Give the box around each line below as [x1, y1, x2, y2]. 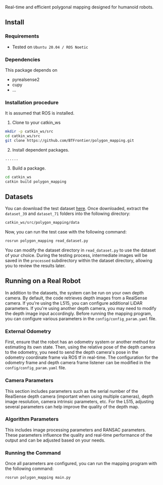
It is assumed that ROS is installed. [5, 110, 75, 116]
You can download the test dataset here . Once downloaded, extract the [5, 206, 149, 212]
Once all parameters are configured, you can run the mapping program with [5, 461, 158, 466]
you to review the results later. [5, 263, 66, 269]
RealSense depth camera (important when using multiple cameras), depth [5, 393, 154, 399]
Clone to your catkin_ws [12, 119, 61, 126]
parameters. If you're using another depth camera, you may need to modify [5, 305, 157, 311]
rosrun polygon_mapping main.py [5, 475, 71, 480]
